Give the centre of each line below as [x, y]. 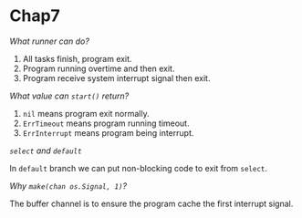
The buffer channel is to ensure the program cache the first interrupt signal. [151, 203]
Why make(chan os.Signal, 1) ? [68, 186]
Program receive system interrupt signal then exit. [116, 78]
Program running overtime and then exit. [99, 68]
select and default [46, 151]
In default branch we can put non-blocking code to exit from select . [138, 168]
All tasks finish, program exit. [77, 58]
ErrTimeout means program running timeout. [106, 123]
